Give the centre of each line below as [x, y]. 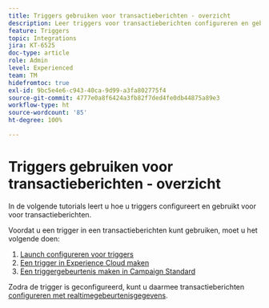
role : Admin [28, 61]
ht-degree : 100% [35, 120]
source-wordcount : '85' [48, 113]
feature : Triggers [39, 30]
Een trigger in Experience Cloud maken [84, 262]
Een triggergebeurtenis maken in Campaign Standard [108, 271]
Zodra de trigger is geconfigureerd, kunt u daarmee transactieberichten [126, 286]
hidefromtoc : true [39, 83]
